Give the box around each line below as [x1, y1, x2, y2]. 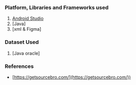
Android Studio [12, 16, 44, 22]
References [5, 62, 34, 69]
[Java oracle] [12, 50, 40, 56]
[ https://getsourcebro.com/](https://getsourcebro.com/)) [12, 74, 131, 80]
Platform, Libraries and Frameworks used [5, 4, 109, 11]
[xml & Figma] [12, 26, 42, 32]
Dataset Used [5, 39, 39, 46]
